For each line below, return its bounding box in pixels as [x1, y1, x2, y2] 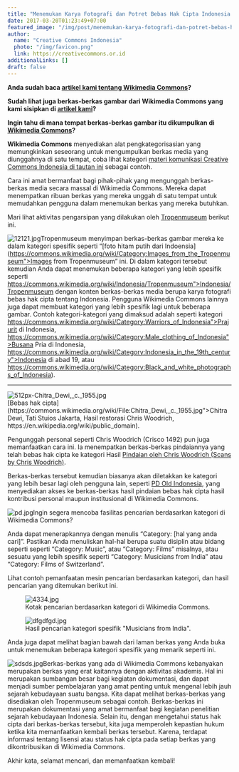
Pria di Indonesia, [35, 340, 86, 349]
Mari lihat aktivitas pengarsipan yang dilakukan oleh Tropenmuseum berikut [7, 212, 230, 221]
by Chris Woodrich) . [7, 458, 66, 466]
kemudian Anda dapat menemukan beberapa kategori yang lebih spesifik [7, 264, 222, 273]
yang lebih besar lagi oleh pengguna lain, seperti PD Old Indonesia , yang [7, 479, 221, 488]
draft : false [7, 63, 46, 71]
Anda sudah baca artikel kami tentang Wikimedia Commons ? [7, 83, 192, 91]
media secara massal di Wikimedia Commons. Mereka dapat [29, 183, 206, 192]
